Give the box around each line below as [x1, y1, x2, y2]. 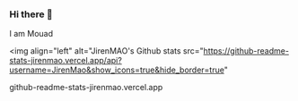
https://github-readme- [203, 46, 290, 56]
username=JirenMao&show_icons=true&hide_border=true [9, 64, 224, 75]
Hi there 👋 [9, 8, 54, 21]
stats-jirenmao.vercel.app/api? [9, 55, 123, 66]
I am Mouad [9, 29, 54, 39]
